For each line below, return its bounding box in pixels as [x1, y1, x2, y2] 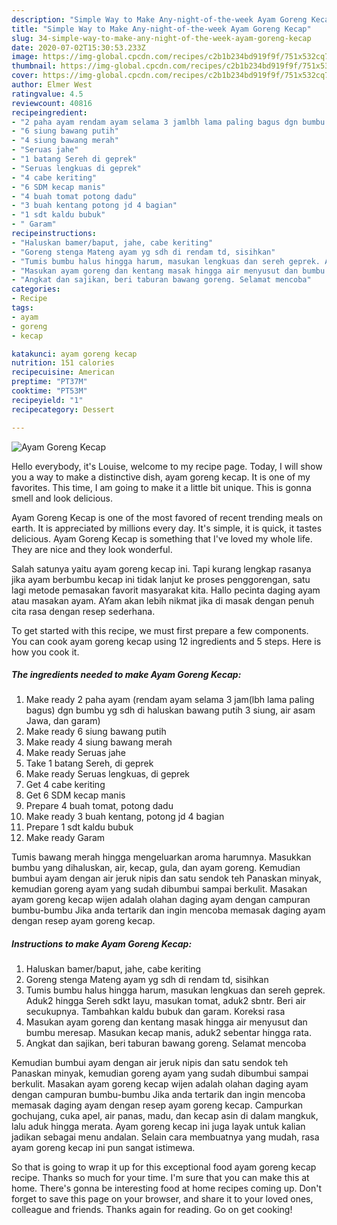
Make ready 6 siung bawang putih [25, 726, 167, 738]
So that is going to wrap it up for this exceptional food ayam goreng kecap [11, 1161, 317, 1173]
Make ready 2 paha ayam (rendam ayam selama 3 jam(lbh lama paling [25, 694, 315, 706]
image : [11, 52, 39, 62]
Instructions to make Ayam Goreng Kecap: [11, 938, 193, 950]
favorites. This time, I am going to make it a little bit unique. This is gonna [11, 481, 312, 493]
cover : [11, 71, 39, 81]
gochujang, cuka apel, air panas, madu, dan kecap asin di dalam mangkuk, [11, 1110, 319, 1122]
